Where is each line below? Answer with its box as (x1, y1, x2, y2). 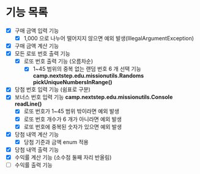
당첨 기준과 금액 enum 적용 (23, 138, 89, 145)
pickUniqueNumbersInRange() (32, 79, 113, 86)
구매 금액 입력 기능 (14, 27, 59, 34)
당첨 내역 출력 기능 (14, 146, 59, 153)
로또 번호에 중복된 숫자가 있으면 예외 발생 (23, 123, 122, 130)
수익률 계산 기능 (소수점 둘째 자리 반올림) (14, 153, 112, 161)
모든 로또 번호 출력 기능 (14, 50, 71, 57)
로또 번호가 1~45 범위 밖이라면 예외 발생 (23, 107, 120, 115)
